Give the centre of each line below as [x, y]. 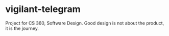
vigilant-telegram [43, 9]
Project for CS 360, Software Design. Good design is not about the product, [85, 23]
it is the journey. [22, 28]
